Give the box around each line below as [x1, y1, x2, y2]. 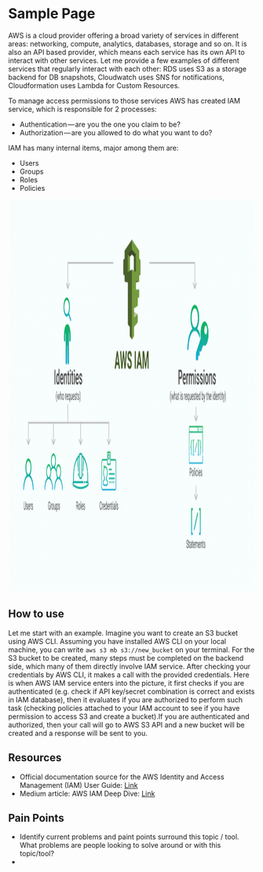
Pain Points [8, 811, 64, 825]
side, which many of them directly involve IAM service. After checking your [8, 661, 251, 671]
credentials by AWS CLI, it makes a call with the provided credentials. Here [8, 669, 250, 680]
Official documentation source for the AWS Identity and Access [19, 771, 225, 782]
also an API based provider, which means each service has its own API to [8, 47, 245, 57]
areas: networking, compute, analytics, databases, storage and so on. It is [8, 38, 247, 48]
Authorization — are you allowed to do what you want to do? [19, 127, 213, 137]
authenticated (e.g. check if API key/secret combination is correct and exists [8, 687, 255, 696]
